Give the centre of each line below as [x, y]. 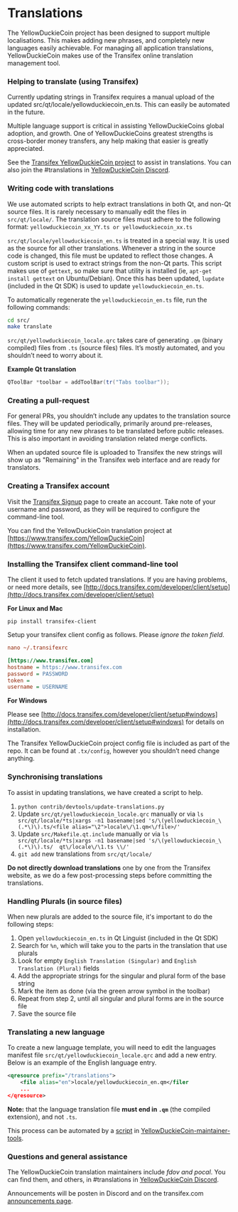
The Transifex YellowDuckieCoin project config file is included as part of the [119, 743]
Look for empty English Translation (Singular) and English [107, 960]
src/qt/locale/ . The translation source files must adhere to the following [114, 219]
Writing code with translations [61, 189]
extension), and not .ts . [42, 1117]
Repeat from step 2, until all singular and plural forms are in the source [121, 998]
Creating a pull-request [49, 401]
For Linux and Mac [35, 608]
